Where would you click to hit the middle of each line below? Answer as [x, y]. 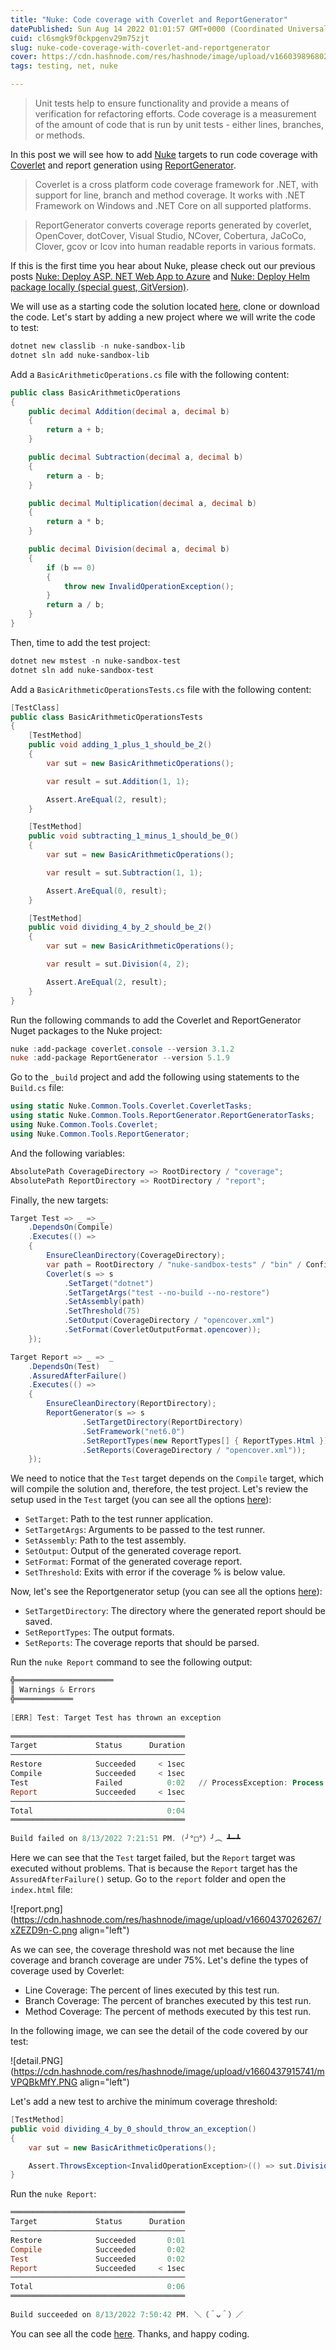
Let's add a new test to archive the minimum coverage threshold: [144, 2101]
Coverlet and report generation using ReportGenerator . [123, 165]
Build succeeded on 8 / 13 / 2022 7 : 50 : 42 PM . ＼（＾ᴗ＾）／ [127, 2314]
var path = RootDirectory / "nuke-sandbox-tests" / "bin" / [174, 1264]
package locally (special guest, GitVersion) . [100, 287]
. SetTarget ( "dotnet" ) [109, 1283]
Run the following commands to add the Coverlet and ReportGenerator [156, 1020]
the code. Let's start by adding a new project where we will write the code [163, 317]
